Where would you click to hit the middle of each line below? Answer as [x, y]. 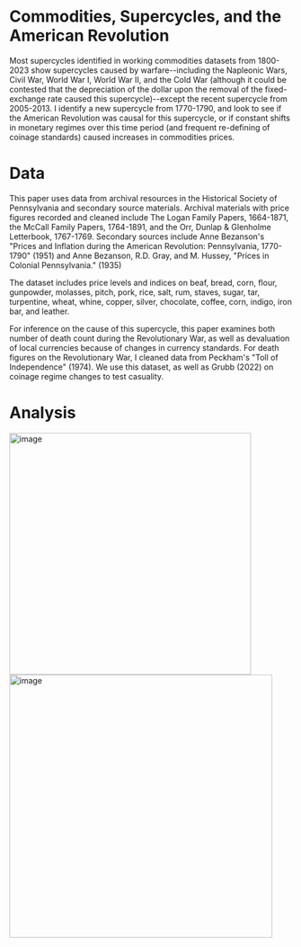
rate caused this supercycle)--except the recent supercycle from [168, 98]
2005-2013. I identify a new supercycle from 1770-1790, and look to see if [146, 108]
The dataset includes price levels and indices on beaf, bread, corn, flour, [143, 282]
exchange [28, 98]
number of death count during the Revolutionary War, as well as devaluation [150, 338]
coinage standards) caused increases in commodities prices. [122, 137]
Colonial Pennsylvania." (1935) [66, 265]
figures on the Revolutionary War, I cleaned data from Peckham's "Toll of [144, 357]
